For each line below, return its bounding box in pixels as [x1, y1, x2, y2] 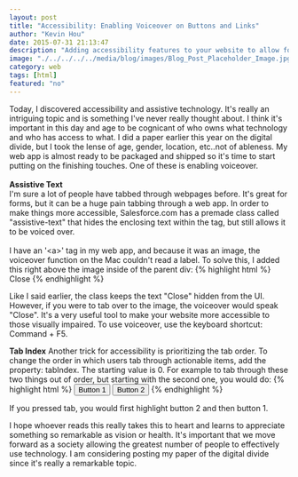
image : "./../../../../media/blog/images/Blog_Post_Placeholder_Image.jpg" [9, 54, 295, 63]
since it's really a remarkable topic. [9, 457, 137, 468]
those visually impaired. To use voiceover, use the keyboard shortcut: [9, 319, 263, 330]
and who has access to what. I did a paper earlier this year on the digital [9, 131, 273, 142]
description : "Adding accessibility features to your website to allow [9, 46, 279, 55]
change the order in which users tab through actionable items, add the [9, 354, 267, 365]
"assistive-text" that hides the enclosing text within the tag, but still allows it [9, 217, 286, 227]
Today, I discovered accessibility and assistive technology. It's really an [9, 103, 270, 114]
